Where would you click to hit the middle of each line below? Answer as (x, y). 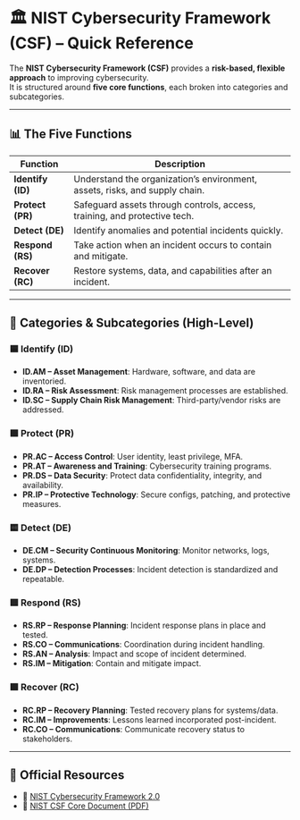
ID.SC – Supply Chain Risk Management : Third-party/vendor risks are (151, 401)
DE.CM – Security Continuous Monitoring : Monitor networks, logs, (146, 551)
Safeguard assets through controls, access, (165, 205)
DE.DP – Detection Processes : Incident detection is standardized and (150, 570)
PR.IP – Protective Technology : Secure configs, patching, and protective (156, 495)
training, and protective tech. (134, 216)
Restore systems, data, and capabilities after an (173, 270)
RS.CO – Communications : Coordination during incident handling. (143, 645)
